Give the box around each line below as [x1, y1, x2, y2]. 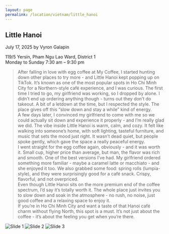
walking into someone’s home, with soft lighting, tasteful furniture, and [17, 128, 164, 134]
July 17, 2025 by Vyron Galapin [5, 44, 70, 50]
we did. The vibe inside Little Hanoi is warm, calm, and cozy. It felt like [17, 123, 164, 129]
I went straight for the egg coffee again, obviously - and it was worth [17, 144, 160, 150]
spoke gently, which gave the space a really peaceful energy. [17, 139, 145, 145]
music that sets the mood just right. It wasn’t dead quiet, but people [17, 133, 158, 139]
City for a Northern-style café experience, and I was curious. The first [17, 85, 163, 91]
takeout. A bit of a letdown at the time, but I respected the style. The [17, 101, 160, 107]
